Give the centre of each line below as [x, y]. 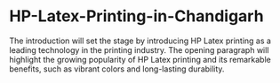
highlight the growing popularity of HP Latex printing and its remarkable [140, 59]
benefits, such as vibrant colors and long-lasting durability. [117, 69]
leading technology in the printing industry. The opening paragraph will [139, 49]
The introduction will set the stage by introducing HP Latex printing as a [140, 41]
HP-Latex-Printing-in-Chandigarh [136, 16]
